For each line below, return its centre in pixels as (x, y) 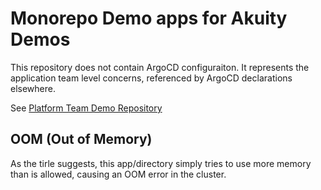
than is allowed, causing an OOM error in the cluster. (118, 174)
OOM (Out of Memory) (81, 139)
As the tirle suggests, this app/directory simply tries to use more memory (161, 163)
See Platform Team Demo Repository (86, 108)
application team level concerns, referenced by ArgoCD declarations (151, 78)
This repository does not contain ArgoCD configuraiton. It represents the (160, 67)
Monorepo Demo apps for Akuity (149, 18)
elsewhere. (33, 88)
